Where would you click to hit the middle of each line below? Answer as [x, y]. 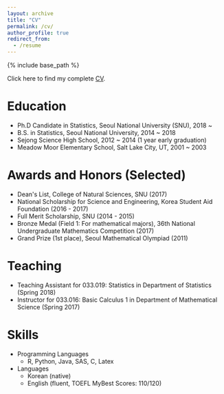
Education [37, 106]
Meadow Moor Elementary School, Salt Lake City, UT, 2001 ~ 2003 [112, 147]
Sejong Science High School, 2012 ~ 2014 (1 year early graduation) [112, 140]
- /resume [27, 45]
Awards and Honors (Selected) [97, 175]
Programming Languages [53, 354]
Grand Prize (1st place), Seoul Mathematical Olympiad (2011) [102, 238]
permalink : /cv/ [30, 26]
